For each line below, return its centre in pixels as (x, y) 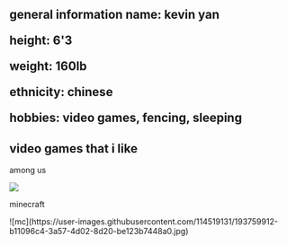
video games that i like (73, 149)
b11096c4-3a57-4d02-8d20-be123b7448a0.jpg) (99, 232)
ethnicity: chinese (61, 92)
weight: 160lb (48, 66)
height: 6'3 (41, 41)
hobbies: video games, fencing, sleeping (126, 118)
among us (28, 171)
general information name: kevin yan (115, 15)
